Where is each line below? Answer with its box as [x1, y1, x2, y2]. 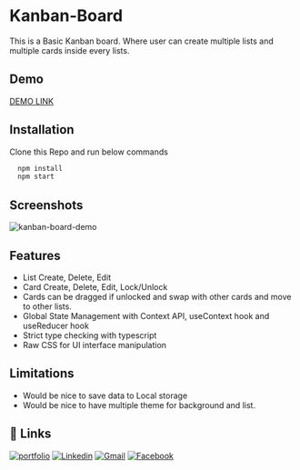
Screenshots [9, 197, 84, 213]
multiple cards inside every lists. [9, 45, 130, 55]
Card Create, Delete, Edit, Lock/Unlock [22, 281, 168, 292]
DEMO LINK [9, 95, 55, 106]
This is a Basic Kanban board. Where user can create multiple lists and [9, 35, 275, 46]
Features [9, 247, 61, 264]
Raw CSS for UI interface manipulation [22, 339, 166, 350]
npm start [17, 172, 55, 182]
